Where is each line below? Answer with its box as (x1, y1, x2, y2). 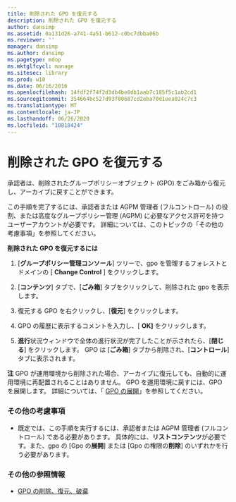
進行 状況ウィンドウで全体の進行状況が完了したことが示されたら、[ (17, 336, 211, 345)
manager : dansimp (7, 43, 58, 50)
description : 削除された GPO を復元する (7, 17, 117, 24)
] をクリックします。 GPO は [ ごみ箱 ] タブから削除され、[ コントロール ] (23, 345, 230, 354)
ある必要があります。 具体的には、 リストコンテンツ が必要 (52, 432, 221, 441)
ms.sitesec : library (7, 69, 68, 76)
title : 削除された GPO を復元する (7, 10, 98, 18)
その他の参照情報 (7, 470, 66, 479)
